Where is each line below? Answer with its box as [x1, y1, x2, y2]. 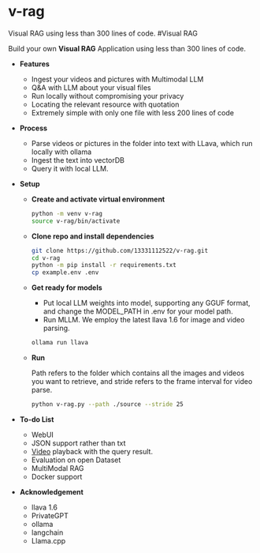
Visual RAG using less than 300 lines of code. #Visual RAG [8, 28, 199, 38]
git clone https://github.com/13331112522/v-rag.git [31, 246, 209, 254]
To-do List [19, 414, 54, 424]
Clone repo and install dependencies [31, 231, 154, 241]
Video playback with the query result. [31, 446, 154, 456]
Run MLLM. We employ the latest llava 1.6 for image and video [43, 315, 245, 325]
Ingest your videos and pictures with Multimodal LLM [31, 74, 204, 84]
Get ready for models [31, 283, 102, 292]
